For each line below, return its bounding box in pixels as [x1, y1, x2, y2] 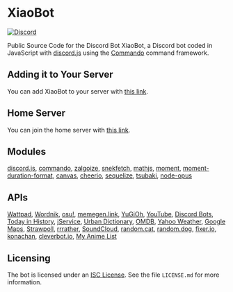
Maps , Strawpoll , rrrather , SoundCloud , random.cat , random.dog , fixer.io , [7, 225, 217, 233]
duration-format [7, 171, 54, 180]
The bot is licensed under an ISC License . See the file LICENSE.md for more [7, 270, 220, 279]
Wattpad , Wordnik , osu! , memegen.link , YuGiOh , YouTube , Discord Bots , [7, 210, 214, 218]
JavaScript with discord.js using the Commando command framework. [7, 49, 209, 57]
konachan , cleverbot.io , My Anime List [7, 232, 117, 241]
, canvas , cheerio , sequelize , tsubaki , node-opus [52, 171, 193, 180]
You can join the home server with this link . [7, 126, 131, 134]
